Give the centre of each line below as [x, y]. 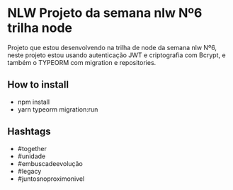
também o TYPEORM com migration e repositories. [82, 62]
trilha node [40, 28]
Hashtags [29, 132]
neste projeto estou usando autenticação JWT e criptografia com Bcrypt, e [116, 55]
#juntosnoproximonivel [51, 179]
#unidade [32, 156]
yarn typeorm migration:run [58, 109]
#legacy [29, 171]
